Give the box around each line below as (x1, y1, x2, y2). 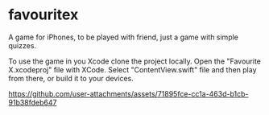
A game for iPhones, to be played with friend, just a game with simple (8, 32, 239, 42)
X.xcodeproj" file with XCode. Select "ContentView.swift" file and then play (8, 64, 257, 74)
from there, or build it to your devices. (8, 73, 134, 83)
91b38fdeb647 (8, 97, 57, 107)
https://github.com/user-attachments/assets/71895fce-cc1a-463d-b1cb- (8, 88, 249, 98)
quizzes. (8, 40, 37, 50)
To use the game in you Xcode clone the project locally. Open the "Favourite (8, 56, 262, 66)
